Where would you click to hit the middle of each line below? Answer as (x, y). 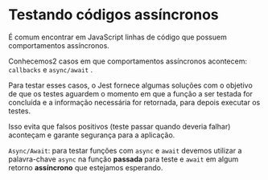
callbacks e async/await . (51, 69)
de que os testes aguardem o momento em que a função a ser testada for (131, 93)
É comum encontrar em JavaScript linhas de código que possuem (118, 37)
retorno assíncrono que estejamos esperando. (86, 167)
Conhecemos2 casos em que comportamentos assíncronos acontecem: (128, 61)
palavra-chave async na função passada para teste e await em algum (124, 159)
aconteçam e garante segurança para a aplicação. (92, 135)
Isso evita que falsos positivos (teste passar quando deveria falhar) (120, 126)
